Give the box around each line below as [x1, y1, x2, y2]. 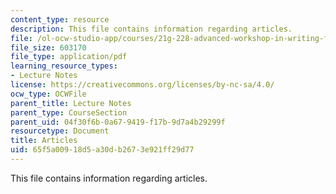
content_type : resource [10, 14, 110, 25]
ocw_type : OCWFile [10, 89, 87, 99]
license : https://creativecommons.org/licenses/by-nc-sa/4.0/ [10, 80, 275, 90]
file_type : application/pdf [10, 52, 128, 62]
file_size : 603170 [10, 42, 87, 53]
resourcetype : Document [10, 126, 110, 136]
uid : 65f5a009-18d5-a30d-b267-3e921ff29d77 [10, 145, 195, 155]
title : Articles [10, 136, 78, 146]
